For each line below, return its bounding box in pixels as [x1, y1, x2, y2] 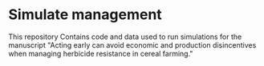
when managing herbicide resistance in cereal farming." [8, 49, 193, 58]
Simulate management [8, 6, 162, 24]
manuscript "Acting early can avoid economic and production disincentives [8, 40, 257, 49]
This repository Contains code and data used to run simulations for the [8, 32, 242, 41]
